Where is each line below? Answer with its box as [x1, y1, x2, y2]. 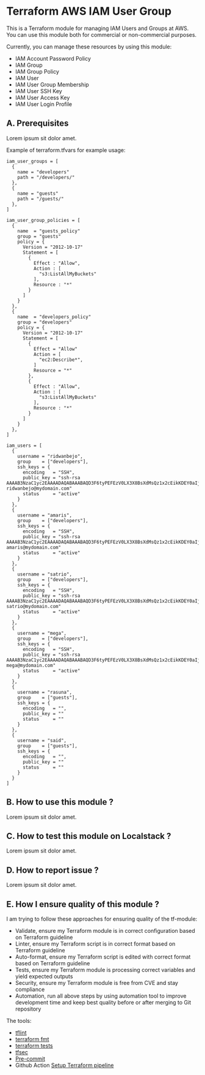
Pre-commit [15, 1055, 46, 1062]
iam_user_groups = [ [6, 158, 59, 164]
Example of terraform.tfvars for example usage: [6, 146, 126, 154]
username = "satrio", [17, 571, 72, 577]
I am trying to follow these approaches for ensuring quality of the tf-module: [6, 915, 198, 922]
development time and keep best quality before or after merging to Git [15, 999, 192, 1006]
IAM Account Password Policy [15, 55, 92, 62]
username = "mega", [17, 630, 67, 636]
